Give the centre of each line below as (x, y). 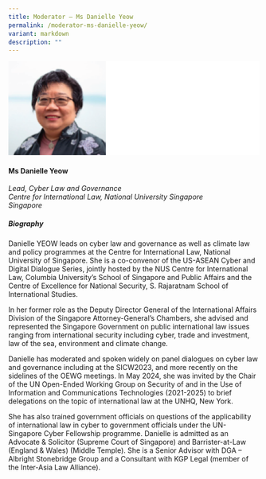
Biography (26, 224)
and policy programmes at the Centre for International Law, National (119, 252)
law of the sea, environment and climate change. (88, 344)
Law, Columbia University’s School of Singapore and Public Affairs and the (130, 278)
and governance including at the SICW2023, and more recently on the (123, 368)
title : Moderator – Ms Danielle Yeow (71, 17)
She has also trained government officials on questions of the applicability (130, 417)
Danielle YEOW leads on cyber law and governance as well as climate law (129, 243)
